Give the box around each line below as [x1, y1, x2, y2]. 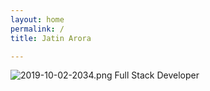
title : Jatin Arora [10, 33, 92, 43]
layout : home [10, 14, 65, 25]
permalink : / [10, 24, 65, 34]
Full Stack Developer [114, 69, 200, 81]
